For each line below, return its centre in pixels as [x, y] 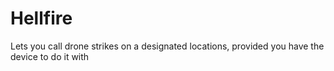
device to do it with [50, 56]
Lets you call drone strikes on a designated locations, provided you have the [167, 46]
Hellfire [41, 18]
